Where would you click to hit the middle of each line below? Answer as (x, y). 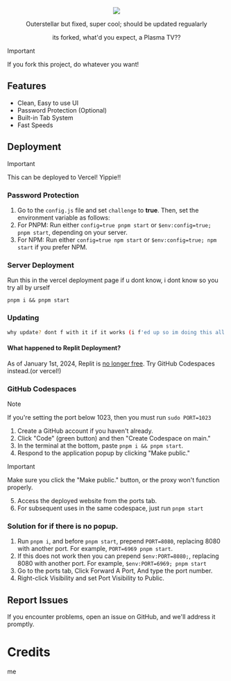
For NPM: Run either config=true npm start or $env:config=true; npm (117, 240)
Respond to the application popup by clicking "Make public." (104, 453)
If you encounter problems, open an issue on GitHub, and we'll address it (111, 617)
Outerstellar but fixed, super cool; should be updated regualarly (117, 24)
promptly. (21, 624)
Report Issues (38, 600)
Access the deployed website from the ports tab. (87, 500)
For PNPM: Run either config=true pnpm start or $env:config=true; (114, 224)
